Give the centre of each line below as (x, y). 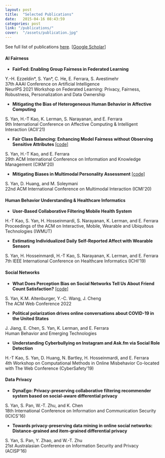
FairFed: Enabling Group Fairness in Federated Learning (70, 69)
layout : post (18, 10)
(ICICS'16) (15, 416)
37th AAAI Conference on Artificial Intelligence (52, 84)
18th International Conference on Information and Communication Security (81, 410)
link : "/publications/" (30, 28)
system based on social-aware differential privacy (65, 396)
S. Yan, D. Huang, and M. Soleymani (41, 184)
